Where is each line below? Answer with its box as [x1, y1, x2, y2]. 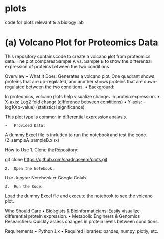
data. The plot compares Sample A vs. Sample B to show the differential [5, 58, 152, 64]
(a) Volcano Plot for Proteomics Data [5, 37, 158, 48]
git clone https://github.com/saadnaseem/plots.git [5, 156, 108, 162]
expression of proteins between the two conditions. [5, 63, 110, 69]
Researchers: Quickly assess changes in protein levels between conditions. [5, 218, 159, 224]
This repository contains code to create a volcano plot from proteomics [5, 53, 151, 59]
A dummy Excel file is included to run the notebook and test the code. [5, 132, 148, 138]
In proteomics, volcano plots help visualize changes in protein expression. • [5, 93, 160, 99]
